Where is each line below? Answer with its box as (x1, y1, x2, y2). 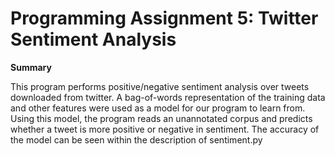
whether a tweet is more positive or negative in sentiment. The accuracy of (10, 123, 320, 135)
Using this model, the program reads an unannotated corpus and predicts (10, 112, 313, 124)
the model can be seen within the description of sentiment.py (10, 133, 263, 146)
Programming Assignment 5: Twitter (10, 7, 319, 30)
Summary (10, 61, 52, 73)
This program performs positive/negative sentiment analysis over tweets (10, 80, 310, 92)
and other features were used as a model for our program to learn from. (10, 102, 306, 114)
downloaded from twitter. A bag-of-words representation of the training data (10, 91, 326, 103)
